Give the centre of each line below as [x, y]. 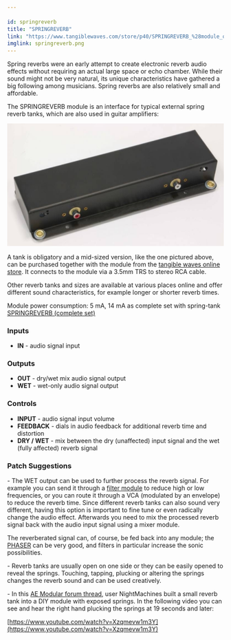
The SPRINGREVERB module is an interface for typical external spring [106, 107]
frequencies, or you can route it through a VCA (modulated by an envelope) [114, 495]
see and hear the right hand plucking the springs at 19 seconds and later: [111, 608]
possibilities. [25, 552]
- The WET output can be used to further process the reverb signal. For [108, 480]
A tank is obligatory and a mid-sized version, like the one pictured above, [111, 257]
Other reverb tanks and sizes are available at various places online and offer [115, 285]
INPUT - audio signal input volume [66, 418]
